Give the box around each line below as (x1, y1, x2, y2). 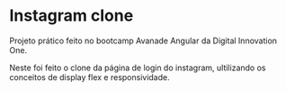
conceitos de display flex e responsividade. (9, 71, 170, 82)
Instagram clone (9, 5, 134, 26)
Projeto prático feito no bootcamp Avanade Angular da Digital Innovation (9, 35, 277, 46)
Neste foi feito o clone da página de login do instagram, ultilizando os (9, 62, 266, 73)
